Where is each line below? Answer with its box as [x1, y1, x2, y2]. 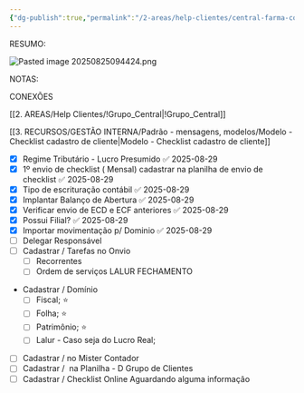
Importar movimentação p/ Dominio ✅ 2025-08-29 [22, 225, 213, 236]
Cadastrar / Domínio [22, 284, 98, 295]
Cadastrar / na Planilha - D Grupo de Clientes [22, 363, 194, 374]
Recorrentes [35, 256, 82, 267]
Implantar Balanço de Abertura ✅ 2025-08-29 [22, 194, 195, 205]
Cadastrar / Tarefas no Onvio [22, 246, 131, 257]
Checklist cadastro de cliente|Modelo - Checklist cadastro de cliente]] [9, 135, 271, 146]
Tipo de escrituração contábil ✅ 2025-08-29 [22, 183, 190, 195]
